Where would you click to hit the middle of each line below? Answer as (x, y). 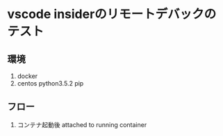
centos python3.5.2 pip (50, 83)
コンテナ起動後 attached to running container (82, 124)
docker (27, 76)
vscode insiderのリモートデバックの (112, 14)
